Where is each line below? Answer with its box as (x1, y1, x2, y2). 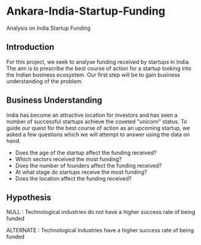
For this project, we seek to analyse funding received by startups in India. (6, 58, 191, 65)
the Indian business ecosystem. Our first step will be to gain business (6, 71, 181, 78)
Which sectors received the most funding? (15, 155, 122, 162)
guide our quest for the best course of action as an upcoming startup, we (6, 124, 191, 131)
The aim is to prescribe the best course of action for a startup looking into (6, 64, 192, 72)
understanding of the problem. (6, 77, 83, 85)
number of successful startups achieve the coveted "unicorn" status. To (6, 117, 188, 125)
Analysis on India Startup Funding (6, 24, 91, 32)
